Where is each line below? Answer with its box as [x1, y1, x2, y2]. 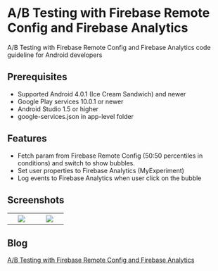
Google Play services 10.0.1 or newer [17, 97, 124, 106]
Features [7, 132, 47, 145]
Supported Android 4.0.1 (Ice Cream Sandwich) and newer [17, 89, 186, 98]
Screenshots [7, 194, 65, 206]
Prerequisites [7, 71, 68, 83]
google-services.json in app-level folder [17, 112, 134, 120]
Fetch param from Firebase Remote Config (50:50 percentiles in [17, 151, 203, 160]
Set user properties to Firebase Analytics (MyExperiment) [17, 166, 185, 175]
